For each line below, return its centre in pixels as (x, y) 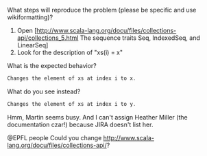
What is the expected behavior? (52, 66)
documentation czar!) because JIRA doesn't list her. (80, 124)
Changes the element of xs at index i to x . (72, 78)
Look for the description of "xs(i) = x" (70, 52)
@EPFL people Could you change (54, 137)
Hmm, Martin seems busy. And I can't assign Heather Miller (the (97, 117)
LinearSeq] (33, 45)
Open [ (27, 31)
